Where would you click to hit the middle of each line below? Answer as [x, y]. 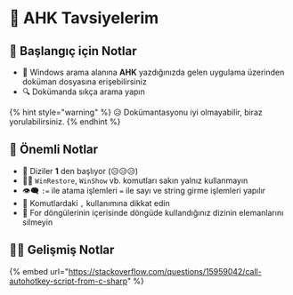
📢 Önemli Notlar [54, 150]
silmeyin [37, 222]
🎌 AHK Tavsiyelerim [84, 18]
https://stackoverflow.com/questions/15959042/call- [165, 271]
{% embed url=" [39, 271]
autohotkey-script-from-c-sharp [68, 281]
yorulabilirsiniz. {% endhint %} [65, 122]
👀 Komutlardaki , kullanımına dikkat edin [96, 203]
